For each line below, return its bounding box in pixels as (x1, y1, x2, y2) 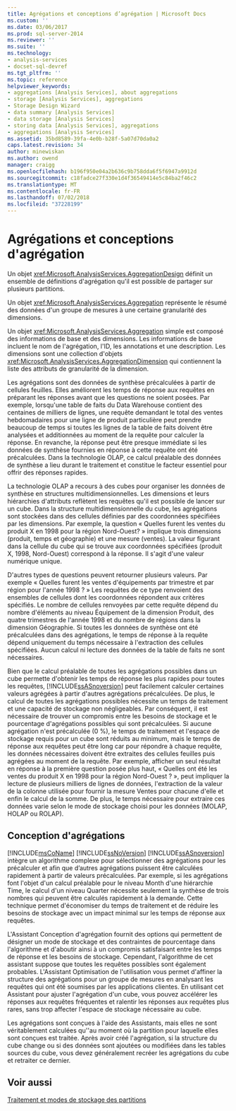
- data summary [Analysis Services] (7, 109, 115, 116)
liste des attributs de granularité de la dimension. (7, 364, 149, 373)
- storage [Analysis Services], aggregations (7, 96, 143, 103)
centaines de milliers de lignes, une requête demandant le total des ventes (7, 408, 223, 417)
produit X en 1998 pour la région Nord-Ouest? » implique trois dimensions (7, 527, 222, 535)
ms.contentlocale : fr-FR (7, 188, 80, 195)
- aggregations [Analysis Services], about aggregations (7, 89, 178, 96)
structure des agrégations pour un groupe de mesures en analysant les (7, 975, 213, 983)
